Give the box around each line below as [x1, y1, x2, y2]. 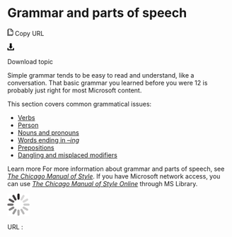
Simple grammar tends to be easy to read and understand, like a [7, 71, 195, 79]
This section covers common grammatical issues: [7, 99, 152, 108]
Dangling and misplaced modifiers [17, 150, 118, 159]
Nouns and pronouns [17, 128, 79, 137]
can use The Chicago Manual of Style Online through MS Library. [7, 179, 198, 188]
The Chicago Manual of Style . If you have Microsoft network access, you [7, 171, 221, 181]
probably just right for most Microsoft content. [7, 86, 142, 95]
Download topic [7, 57, 54, 66]
